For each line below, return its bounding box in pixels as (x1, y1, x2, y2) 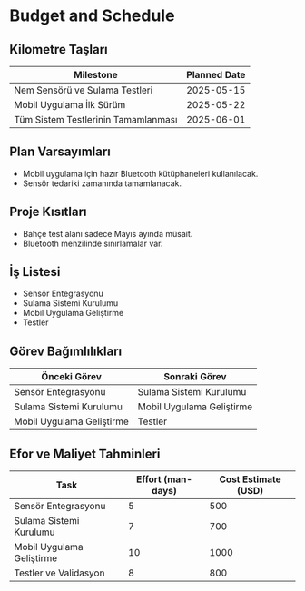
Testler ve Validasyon (14, 566, 105, 579)
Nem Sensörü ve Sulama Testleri (14, 84, 153, 96)
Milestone (74, 69, 118, 81)
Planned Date (185, 69, 246, 81)
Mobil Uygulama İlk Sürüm (14, 99, 126, 111)
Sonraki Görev (162, 370, 227, 383)
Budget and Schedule (9, 5, 175, 26)
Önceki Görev (41, 370, 103, 383)
